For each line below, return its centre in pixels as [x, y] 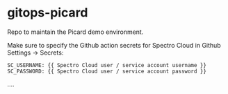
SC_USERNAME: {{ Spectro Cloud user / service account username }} [107, 65]
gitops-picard [48, 13]
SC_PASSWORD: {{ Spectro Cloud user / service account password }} [107, 71]
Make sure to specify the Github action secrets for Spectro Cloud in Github [114, 45]
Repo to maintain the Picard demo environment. [75, 32]
